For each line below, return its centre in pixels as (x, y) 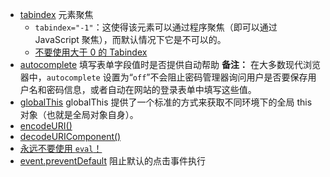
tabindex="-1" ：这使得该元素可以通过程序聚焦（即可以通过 (156, 27)
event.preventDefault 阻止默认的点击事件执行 (112, 161)
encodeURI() (46, 126)
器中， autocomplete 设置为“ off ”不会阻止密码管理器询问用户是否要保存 (163, 77)
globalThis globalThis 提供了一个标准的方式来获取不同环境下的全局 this (166, 102)
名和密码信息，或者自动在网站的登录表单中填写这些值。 (142, 89)
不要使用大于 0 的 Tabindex (91, 52)
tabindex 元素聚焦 (56, 14)
